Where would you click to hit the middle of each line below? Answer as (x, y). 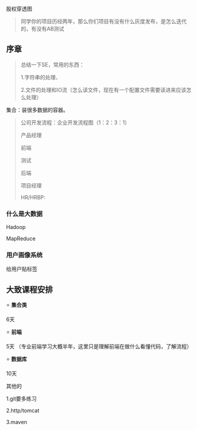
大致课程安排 (30, 289)
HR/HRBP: (33, 197)
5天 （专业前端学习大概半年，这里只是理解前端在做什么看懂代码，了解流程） (99, 346)
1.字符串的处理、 (41, 77)
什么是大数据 (25, 214)
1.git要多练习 (22, 399)
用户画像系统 (25, 255)
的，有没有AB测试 (42, 29)
